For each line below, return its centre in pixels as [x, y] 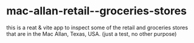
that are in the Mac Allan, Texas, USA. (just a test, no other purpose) [92, 33]
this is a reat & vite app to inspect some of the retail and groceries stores [97, 27]
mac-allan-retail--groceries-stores [97, 11]
